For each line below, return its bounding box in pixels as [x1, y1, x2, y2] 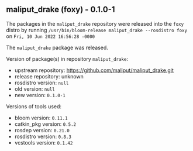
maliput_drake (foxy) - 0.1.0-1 [6, 5, 115, 15]
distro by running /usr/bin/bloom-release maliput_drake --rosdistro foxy [6, 26, 188, 33]
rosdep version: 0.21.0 [14, 126, 70, 133]
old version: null [14, 85, 56, 92]
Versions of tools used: [6, 102, 62, 110]
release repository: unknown [14, 73, 84, 80]
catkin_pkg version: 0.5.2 [14, 120, 77, 128]
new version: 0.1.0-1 [14, 91, 66, 98]
